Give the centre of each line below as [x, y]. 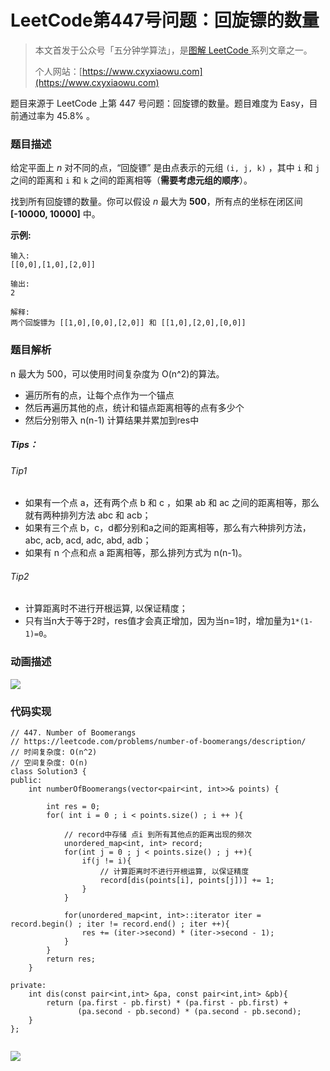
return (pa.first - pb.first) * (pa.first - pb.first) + [167, 1002]
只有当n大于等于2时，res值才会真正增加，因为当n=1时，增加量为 [158, 621]
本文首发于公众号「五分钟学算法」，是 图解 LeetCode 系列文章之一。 [173, 50]
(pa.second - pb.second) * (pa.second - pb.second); [189, 1011]
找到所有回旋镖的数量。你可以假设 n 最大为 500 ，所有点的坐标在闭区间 [156, 202]
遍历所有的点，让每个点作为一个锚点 [99, 395]
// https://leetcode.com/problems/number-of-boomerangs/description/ [158, 741]
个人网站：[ [58, 71]
